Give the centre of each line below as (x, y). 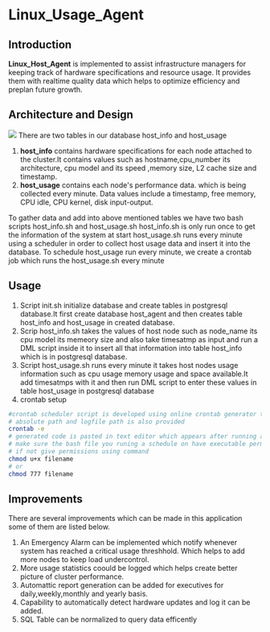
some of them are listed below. (59, 527)
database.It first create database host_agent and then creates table (131, 314)
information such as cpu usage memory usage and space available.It (134, 374)
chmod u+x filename (41, 459)
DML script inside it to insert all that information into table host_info (131, 348)
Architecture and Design (71, 115)
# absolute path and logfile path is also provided (96, 421)
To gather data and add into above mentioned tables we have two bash (126, 217)
